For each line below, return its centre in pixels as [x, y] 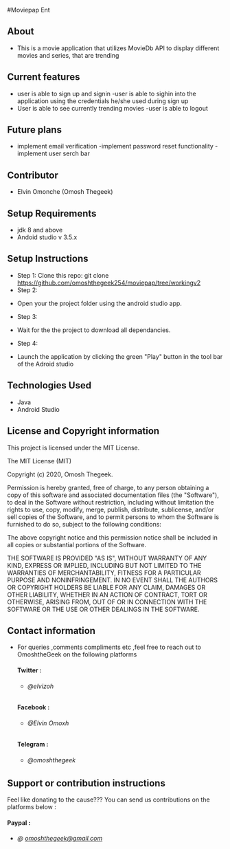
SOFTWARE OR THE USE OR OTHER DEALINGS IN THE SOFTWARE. [103, 609]
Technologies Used [49, 385]
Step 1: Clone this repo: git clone [63, 275]
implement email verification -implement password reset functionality [115, 146]
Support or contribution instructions [87, 783]
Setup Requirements [52, 213]
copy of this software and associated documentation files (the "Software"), [113, 495]
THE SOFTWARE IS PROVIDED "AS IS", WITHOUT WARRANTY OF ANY [107, 558]
